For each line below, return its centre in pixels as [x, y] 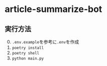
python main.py [28, 58]
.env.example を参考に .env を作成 [45, 42]
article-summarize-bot [54, 9]
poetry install [28, 48]
